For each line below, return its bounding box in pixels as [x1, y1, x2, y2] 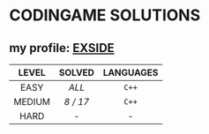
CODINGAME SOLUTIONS [9, 5, 201, 26]
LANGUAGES [102, 67, 159, 78]
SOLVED [58, 67, 95, 78]
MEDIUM [13, 96, 51, 108]
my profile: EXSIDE [9, 41, 115, 56]
